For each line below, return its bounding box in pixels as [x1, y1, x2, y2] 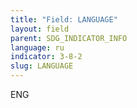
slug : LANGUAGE [10, 61, 74, 71]
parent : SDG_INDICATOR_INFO [10, 33, 128, 43]
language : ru [10, 42, 65, 53]
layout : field [10, 24, 70, 34]
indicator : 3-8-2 [10, 52, 83, 62]
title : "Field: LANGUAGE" [10, 14, 118, 25]
